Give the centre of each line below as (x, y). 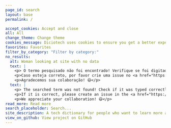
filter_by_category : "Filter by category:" (52, 52)
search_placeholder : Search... (38, 109)
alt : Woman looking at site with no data (54, 61)
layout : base (19, 15)
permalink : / (19, 19)
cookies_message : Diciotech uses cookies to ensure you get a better (81, 43)
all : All (15, 33)
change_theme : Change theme (35, 38)
